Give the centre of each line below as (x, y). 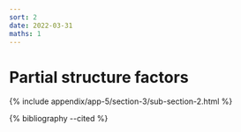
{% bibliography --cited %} (59, 119)
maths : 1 (25, 33)
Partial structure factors (99, 77)
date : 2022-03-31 (41, 26)
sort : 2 (23, 17)
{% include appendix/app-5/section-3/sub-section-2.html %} (121, 101)
